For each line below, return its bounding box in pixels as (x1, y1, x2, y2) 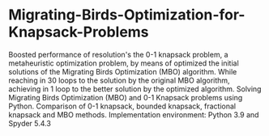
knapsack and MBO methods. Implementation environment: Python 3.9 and (8, 109, 259, 119)
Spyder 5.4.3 (8, 118, 51, 128)
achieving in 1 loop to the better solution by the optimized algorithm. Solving (8, 83, 262, 94)
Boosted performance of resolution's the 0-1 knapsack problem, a (8, 49, 228, 59)
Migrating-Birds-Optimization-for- (8, 6, 246, 24)
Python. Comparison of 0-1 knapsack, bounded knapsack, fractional (8, 101, 237, 111)
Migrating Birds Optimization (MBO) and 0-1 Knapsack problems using (8, 92, 243, 102)
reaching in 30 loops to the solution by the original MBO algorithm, (8, 75, 230, 85)
